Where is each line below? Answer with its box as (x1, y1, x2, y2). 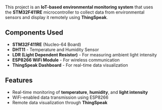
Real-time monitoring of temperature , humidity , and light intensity (12, 89, 148, 95)
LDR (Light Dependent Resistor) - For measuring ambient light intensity (12, 52, 157, 57)
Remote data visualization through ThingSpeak (12, 99, 108, 105)
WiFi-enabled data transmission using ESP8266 (12, 94, 109, 100)
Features (5, 76, 33, 85)
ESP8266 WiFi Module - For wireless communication (12, 57, 120, 63)
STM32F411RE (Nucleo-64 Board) (12, 41, 82, 47)
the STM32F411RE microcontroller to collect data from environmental (5, 9, 145, 15)
